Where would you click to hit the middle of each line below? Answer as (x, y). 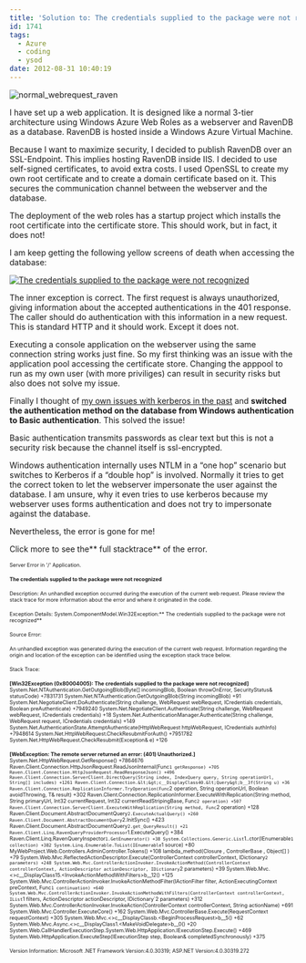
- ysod (30, 60)
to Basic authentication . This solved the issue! (97, 419)
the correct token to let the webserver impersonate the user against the (143, 484)
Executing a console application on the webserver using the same (133, 344)
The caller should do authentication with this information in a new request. (149, 316)
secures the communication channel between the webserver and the (138, 188)
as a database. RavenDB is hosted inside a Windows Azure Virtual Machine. (151, 131)
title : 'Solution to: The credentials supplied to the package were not (150, 18)
